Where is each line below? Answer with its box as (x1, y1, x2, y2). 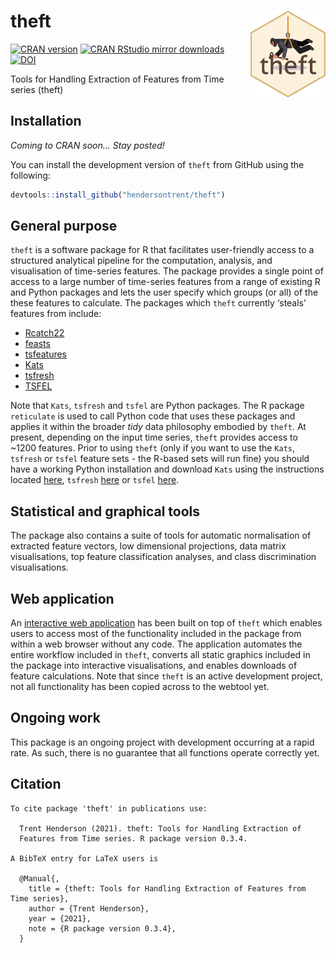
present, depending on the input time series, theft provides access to (10, 431, 298, 444)
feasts (24, 338, 51, 350)
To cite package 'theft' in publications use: (10, 803, 208, 814)
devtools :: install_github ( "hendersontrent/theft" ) (10, 190, 226, 200)
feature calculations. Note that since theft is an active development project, (10, 670, 323, 682)
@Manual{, (19, 873, 60, 884)
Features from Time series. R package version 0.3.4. (19, 833, 248, 844)
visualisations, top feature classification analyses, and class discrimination (10, 551, 317, 563)
